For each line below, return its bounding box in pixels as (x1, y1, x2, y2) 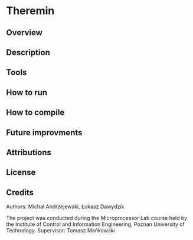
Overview (6, 28, 43, 38)
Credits (6, 187, 34, 198)
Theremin (6, 4, 55, 18)
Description (6, 47, 50, 57)
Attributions (6, 147, 52, 157)
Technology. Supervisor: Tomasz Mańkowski (6, 227, 115, 234)
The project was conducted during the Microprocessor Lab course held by (6, 215, 188, 222)
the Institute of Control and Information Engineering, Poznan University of (6, 221, 185, 228)
